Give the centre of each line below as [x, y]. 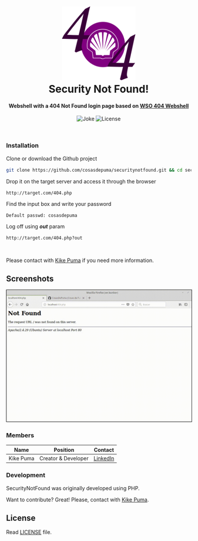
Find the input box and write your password [59, 204]
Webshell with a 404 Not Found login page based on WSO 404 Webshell [99, 106]
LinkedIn [104, 458]
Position [64, 450]
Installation [23, 146]
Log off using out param [36, 226]
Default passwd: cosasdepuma [42, 215]
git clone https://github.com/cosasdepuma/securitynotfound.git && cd [94, 170]
